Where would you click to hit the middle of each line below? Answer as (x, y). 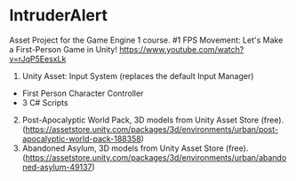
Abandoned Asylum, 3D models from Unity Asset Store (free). (135, 148)
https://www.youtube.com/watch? (182, 49)
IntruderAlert (59, 16)
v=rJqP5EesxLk (38, 59)
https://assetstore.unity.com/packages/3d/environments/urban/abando (156, 157)
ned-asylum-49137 (57, 167)
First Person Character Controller (83, 93)
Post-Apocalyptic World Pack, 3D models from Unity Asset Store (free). (153, 120)
